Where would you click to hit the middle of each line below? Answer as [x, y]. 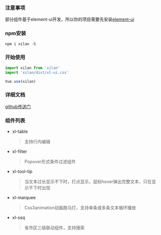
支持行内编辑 [37, 142]
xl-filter [20, 151]
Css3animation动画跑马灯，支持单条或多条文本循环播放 [80, 207]
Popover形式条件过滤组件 [50, 161]
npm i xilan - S [21, 44]
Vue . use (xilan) [21, 81]
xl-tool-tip [22, 171]
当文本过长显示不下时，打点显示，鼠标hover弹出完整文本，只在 [88, 181]
